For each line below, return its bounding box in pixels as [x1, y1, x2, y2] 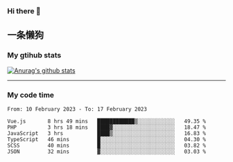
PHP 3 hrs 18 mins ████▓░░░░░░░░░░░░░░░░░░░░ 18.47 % [7, 124, 207, 131]
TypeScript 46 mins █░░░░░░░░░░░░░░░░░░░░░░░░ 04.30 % [7, 136, 207, 143]
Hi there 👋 [7, 6, 42, 16]
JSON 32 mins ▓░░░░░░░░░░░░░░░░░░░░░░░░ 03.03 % [7, 148, 207, 155]
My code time [7, 90, 54, 100]
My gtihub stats [7, 51, 62, 60]
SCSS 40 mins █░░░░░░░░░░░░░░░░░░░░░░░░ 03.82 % [7, 142, 207, 149]
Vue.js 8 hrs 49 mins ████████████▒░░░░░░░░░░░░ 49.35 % [7, 118, 207, 125]
